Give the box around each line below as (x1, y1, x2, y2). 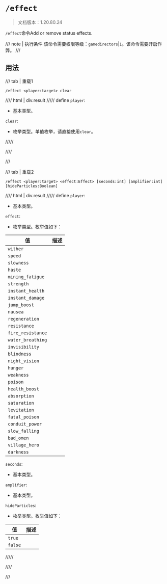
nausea (8, 309, 24, 314)
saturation (8, 400, 34, 406)
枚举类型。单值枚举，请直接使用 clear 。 (12, 128, 96, 135)
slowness (8, 260, 29, 266)
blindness (8, 351, 32, 357)
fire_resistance (8, 330, 47, 336)
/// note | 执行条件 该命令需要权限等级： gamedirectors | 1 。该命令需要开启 (5, 41, 158, 47)
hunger (8, 365, 24, 370)
